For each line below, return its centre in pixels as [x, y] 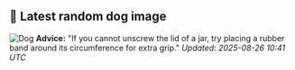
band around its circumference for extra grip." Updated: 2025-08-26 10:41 [147, 48]
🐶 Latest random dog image [88, 17]
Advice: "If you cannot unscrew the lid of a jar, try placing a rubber [160, 38]
